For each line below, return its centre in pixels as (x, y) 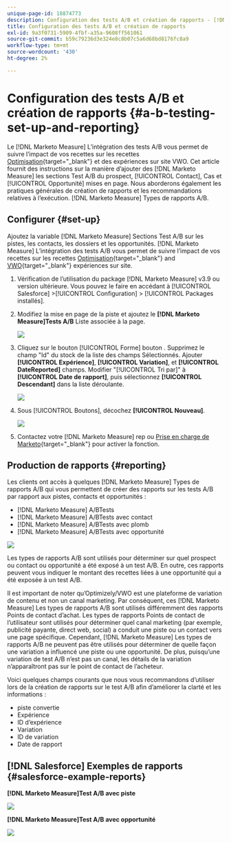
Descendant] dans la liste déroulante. (70, 384)
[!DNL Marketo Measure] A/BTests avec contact (85, 517)
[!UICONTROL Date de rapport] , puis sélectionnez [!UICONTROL (109, 376)
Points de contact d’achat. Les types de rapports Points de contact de (106, 615)
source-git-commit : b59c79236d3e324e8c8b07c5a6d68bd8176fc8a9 (98, 39)
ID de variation (38, 737)
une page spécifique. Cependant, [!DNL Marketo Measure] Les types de (109, 637)
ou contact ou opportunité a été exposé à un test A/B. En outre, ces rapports (115, 566)
